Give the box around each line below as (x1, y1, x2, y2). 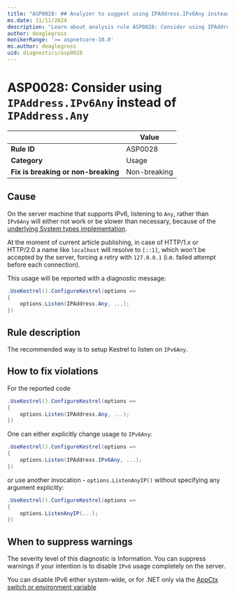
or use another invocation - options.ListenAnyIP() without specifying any (7, 475, 220, 484)
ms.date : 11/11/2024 (7, 17, 68, 24)
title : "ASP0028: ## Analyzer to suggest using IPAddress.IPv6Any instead (7, 10, 230, 18)
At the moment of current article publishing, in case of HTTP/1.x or (7, 238, 199, 246)
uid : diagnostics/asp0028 (7, 50, 83, 57)
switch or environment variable (7, 583, 97, 592)
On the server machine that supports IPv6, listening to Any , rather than (7, 209, 209, 218)
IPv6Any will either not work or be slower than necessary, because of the (7, 217, 216, 225)
